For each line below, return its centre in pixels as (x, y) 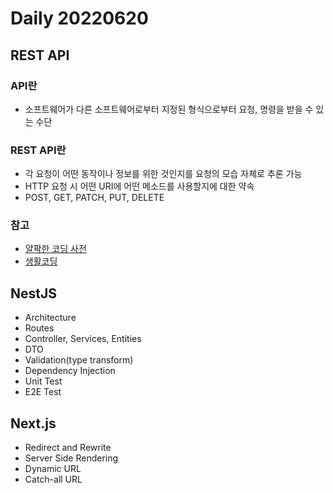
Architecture (50, 318)
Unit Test (43, 381)
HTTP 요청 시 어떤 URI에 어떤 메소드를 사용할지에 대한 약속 (139, 186)
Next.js (33, 423)
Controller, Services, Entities (83, 339)
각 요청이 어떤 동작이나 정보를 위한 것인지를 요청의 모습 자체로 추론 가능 (163, 174)
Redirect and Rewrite (68, 448)
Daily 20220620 (79, 18)
